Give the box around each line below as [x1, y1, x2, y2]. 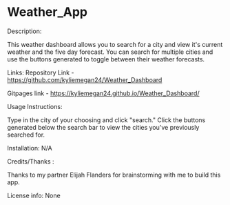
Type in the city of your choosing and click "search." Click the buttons [7, 115, 206, 124]
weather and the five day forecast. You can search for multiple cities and [7, 48, 213, 56]
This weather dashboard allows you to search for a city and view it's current [7, 40, 223, 48]
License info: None [7, 191, 61, 199]
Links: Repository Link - [7, 68, 74, 77]
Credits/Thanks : [7, 157, 54, 166]
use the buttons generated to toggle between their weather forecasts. [7, 55, 205, 63]
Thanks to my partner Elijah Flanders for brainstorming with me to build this [7, 170, 221, 179]
